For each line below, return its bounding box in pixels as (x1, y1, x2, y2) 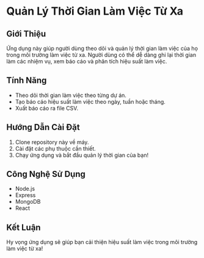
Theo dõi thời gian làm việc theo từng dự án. (15, 91, 127, 99)
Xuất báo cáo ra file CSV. (15, 104, 78, 112)
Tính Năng (6, 75, 47, 86)
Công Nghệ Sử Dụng (6, 169, 86, 179)
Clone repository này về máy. (15, 138, 89, 146)
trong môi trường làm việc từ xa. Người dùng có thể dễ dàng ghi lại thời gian (6, 51, 197, 59)
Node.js (15, 185, 35, 193)
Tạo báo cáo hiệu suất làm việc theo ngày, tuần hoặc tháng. (15, 98, 166, 105)
